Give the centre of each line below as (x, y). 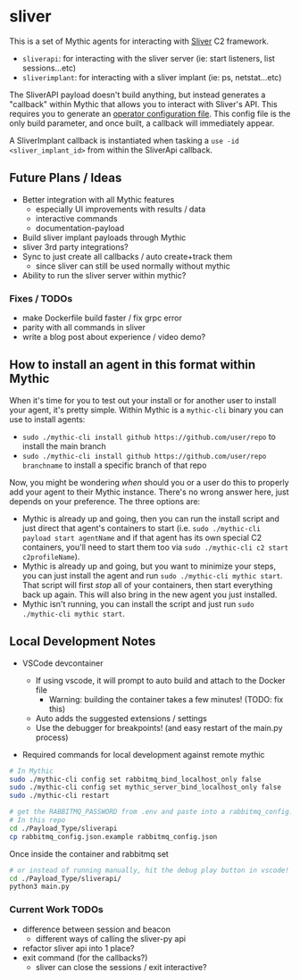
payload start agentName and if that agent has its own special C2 (142, 537)
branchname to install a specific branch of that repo (114, 465)
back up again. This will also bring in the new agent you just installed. (150, 594)
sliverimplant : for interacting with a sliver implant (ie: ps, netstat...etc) (152, 77)
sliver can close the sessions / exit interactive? (121, 967)
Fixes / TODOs (41, 298)
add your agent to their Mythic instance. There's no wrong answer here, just (149, 492)
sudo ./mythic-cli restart (59, 796)
